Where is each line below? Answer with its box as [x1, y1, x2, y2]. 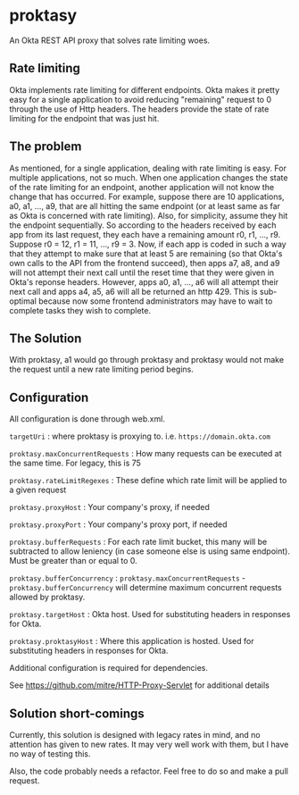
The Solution [9, 331, 82, 346]
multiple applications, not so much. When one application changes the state [9, 172, 288, 183]
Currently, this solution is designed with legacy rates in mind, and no [9, 730, 261, 740]
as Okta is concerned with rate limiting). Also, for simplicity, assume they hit [9, 210, 288, 221]
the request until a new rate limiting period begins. [9, 364, 195, 375]
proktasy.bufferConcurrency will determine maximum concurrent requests [9, 582, 283, 593]
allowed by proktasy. [9, 591, 86, 603]
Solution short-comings [9, 706, 145, 721]
